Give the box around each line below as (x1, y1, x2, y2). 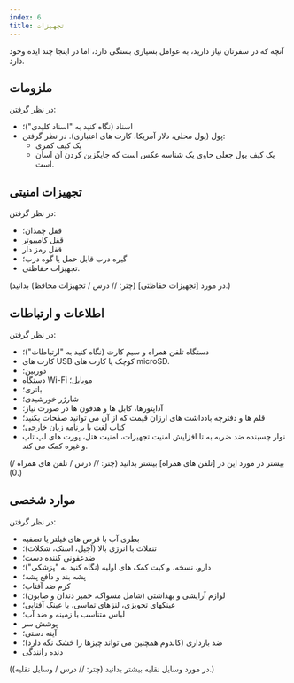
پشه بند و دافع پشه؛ (21, 570, 87, 581)
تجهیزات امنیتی (9, 184, 82, 199)
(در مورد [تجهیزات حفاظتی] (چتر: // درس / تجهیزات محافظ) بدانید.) (9, 280, 231, 291)
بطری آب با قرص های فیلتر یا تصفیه (21, 533, 140, 544)
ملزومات (9, 81, 53, 96)
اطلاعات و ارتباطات (9, 306, 104, 321)
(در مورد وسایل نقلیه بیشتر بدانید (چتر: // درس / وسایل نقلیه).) (9, 664, 215, 674)
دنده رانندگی (21, 646, 64, 656)
